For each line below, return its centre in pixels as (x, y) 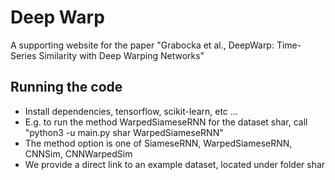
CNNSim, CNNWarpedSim (78, 153)
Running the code (66, 87)
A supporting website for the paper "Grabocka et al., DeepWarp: (142, 45)
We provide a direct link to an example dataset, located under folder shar (175, 164)
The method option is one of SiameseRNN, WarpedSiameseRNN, (158, 143)
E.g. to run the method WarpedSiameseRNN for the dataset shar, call (166, 122)
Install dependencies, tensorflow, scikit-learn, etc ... (131, 111)
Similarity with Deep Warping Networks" (121, 55)
